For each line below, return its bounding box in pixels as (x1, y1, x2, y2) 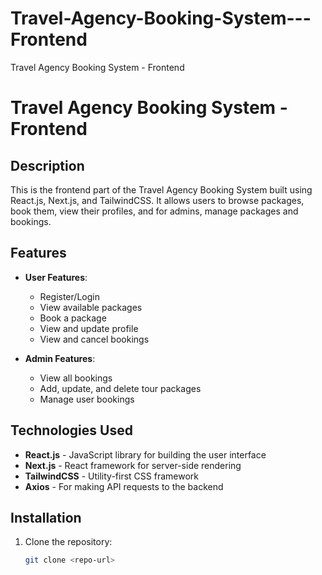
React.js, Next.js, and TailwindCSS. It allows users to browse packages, (10, 194, 305, 206)
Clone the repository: (24, 536, 113, 548)
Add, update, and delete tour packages (39, 382, 202, 394)
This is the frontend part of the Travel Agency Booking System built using (10, 183, 313, 196)
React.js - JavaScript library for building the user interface (24, 448, 267, 461)
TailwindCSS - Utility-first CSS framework (24, 470, 199, 482)
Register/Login (39, 290, 100, 302)
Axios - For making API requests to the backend (24, 480, 224, 492)
